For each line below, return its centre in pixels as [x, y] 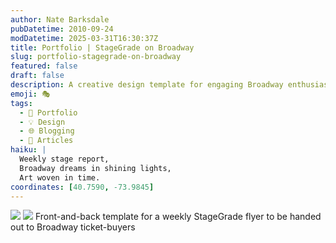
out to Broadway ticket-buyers [73, 227]
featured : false [44, 66]
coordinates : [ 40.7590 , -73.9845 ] [82, 187]
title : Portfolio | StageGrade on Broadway [102, 47]
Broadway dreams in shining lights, [95, 168]
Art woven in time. [60, 177]
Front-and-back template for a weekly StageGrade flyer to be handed [178, 217]
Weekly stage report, [64, 159]
